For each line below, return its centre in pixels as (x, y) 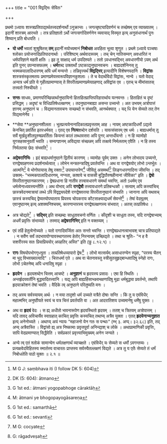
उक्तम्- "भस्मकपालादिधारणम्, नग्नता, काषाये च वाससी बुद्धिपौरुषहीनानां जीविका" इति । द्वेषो (83, 175)
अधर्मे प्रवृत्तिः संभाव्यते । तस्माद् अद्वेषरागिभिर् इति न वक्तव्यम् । (60, 221)
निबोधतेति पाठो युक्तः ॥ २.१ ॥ (36, 354)
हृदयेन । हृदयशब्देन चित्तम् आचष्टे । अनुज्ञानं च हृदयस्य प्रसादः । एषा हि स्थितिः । (75, 274)
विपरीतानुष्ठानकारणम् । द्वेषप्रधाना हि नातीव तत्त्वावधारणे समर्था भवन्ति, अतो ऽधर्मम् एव (77, 181)
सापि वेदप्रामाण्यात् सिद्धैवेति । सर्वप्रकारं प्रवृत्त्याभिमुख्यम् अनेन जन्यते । (65, 333)
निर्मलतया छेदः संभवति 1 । (32, 147)
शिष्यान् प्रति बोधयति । (22, 38)
